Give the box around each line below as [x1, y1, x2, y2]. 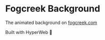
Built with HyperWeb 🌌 [5, 29, 52, 35]
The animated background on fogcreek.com [5, 19, 97, 25]
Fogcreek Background [5, 3, 100, 14]
